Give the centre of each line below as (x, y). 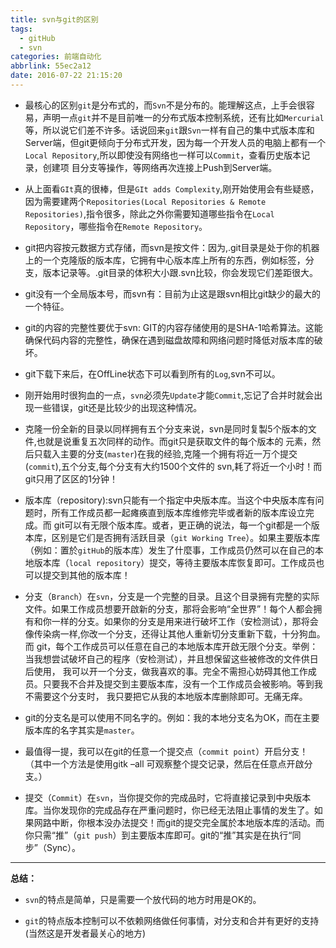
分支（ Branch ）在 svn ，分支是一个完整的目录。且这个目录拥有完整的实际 (172, 596)
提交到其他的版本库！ (86, 575)
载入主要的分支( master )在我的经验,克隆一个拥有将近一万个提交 (170, 453)
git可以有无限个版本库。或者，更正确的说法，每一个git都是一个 (182, 525)
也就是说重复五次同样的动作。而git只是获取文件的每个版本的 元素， (174, 441)
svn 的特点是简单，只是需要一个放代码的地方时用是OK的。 (143, 899)
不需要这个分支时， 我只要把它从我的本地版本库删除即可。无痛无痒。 (166, 696)
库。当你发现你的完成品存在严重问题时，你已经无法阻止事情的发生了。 (169, 810)
